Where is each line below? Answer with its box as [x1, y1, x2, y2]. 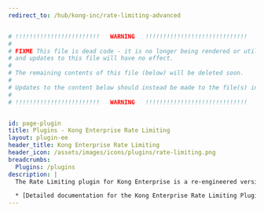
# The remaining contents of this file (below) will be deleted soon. [8, 69, 244, 77]
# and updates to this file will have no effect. [8, 54, 174, 63]
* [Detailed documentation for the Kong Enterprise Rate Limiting [15, 192, 237, 200]
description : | [8, 170, 58, 178]
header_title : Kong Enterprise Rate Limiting [8, 141, 159, 149]
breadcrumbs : [8, 155, 51, 163]
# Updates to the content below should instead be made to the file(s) [8, 83, 247, 91]
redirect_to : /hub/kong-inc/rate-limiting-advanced [8, 11, 181, 20]
